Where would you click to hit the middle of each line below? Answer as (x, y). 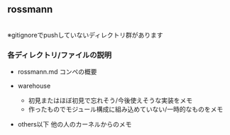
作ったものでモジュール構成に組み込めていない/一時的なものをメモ (126, 110)
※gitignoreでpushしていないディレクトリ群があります (85, 35)
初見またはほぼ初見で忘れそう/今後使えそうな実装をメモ (110, 100)
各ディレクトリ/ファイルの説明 (60, 55)
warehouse (34, 86)
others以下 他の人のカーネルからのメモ (75, 124)
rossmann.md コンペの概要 (57, 72)
